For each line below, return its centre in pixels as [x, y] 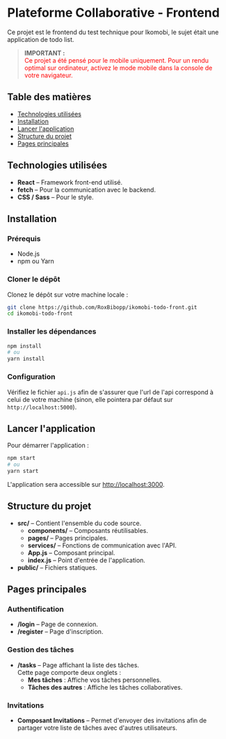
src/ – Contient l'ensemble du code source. [79, 523]
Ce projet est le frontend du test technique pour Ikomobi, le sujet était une [113, 32]
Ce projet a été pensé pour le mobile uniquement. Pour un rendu [116, 60]
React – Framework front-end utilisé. [70, 182]
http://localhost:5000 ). [42, 407]
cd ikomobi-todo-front [40, 314]
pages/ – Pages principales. [68, 538]
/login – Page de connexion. [58, 624]
